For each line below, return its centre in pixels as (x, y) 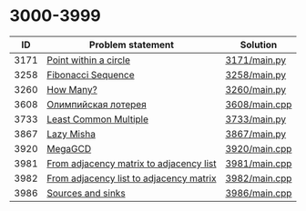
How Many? (72, 89)
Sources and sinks (86, 193)
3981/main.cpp (259, 163)
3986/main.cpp (259, 193)
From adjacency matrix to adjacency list (132, 163)
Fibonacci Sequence (91, 75)
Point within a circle (88, 60)
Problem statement (132, 45)
